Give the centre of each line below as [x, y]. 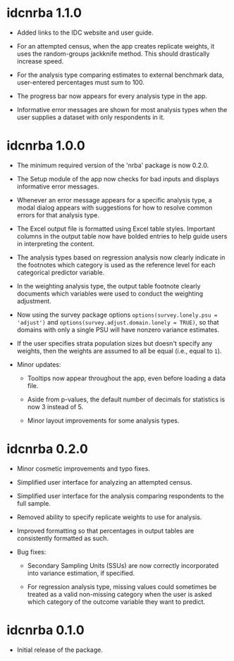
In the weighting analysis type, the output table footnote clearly [109, 286]
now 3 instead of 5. [55, 406]
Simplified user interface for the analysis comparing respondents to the [120, 496]
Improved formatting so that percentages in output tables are [105, 530]
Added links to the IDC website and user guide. [85, 32]
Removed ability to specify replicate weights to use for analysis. [109, 517]
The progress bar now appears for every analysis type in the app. [112, 96]
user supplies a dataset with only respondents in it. [91, 117]
